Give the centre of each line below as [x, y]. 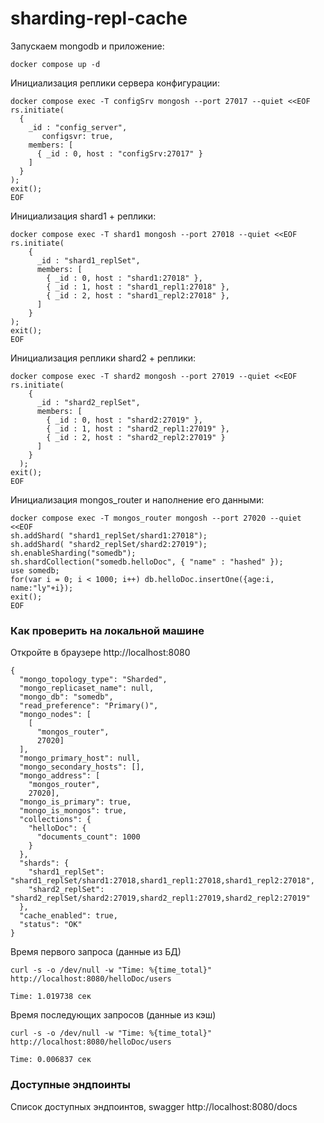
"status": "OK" [51, 925]
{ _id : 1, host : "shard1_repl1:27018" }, [138, 287]
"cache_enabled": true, [68, 916]
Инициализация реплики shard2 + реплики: [103, 358]
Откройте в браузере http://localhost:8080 [100, 653]
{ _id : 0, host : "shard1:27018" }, [124, 278]
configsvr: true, [77, 136]
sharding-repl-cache [99, 18]
